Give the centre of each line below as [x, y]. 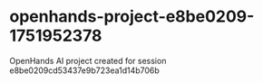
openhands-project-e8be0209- [132, 17]
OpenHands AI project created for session [88, 60]
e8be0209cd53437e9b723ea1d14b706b [85, 70]
